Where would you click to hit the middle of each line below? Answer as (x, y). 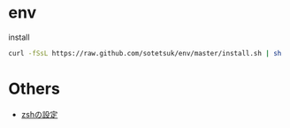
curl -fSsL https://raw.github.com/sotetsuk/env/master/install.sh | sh (145, 53)
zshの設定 (39, 114)
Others (34, 89)
